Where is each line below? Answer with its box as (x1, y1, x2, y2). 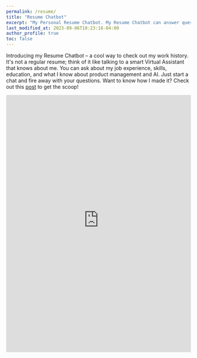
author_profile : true (6, 31, 59, 36)
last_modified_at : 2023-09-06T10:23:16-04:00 (6, 25, 119, 31)
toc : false (6, 36, 33, 42)
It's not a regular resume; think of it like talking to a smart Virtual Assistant (6, 58, 185, 65)
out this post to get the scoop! (6, 83, 79, 90)
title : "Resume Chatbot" (6, 14, 67, 20)
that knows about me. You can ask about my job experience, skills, (6, 65, 167, 71)
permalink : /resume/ (6, 8, 57, 15)
